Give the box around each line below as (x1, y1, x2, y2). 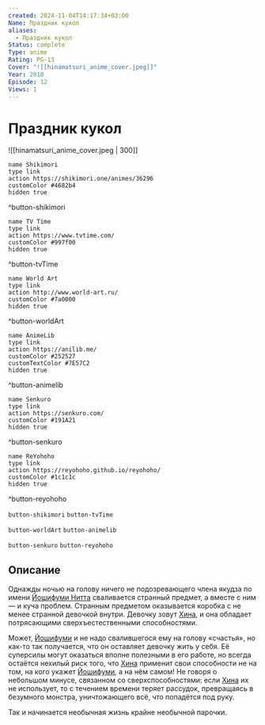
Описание (8, 563, 61, 577)
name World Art (8, 275, 59, 283)
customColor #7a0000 (8, 296, 77, 303)
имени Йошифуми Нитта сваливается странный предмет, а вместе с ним (8, 593, 257, 602)
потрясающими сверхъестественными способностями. (8, 618, 198, 628)
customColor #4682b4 (8, 181, 77, 190)
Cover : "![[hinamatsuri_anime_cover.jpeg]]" (8, 63, 157, 71)
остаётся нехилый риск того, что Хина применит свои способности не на (8, 658, 257, 668)
